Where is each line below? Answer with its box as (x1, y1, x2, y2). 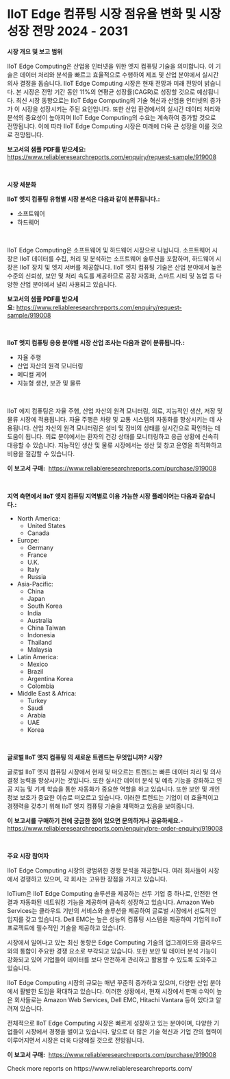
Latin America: (16, 652, 58, 661)
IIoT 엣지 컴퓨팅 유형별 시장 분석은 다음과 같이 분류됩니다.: (7, 195, 160, 203)
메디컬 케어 (16, 370, 47, 378)
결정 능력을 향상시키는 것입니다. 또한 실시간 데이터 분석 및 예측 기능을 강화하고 (7, 776, 216, 784)
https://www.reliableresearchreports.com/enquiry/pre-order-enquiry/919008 (7, 824, 223, 832)
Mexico (27, 660, 49, 668)
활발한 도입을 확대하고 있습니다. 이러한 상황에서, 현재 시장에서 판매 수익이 (19, 987, 216, 995)
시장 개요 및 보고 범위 (7, 47, 63, 56)
